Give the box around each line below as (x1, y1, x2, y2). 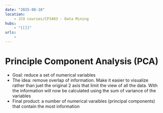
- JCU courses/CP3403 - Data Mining (14, 16, 89, 21)
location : (5, 12, 26, 17)
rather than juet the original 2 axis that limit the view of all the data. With (12, 82, 158, 88)
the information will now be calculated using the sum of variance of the (12, 87, 156, 93)
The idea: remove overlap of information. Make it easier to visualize (12, 77, 149, 83)
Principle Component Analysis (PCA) (5, 56, 159, 67)
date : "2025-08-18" (5, 7, 45, 12)
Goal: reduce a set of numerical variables (12, 72, 96, 78)
